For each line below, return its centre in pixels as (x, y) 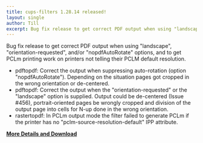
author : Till (23, 23)
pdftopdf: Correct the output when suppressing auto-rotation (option (100, 71)
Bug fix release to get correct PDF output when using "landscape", (89, 46)
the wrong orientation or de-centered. (62, 84)
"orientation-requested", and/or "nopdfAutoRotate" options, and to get (94, 53)
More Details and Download (42, 134)
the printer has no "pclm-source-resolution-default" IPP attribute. (96, 122)
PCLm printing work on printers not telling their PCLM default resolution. (96, 59)
